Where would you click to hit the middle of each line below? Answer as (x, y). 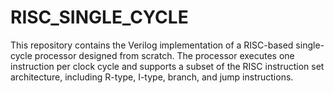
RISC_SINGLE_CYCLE (99, 17)
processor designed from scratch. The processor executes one (164, 55)
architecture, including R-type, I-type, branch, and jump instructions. (152, 77)
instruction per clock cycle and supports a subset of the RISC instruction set (167, 66)
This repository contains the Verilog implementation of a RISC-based (152, 45)
